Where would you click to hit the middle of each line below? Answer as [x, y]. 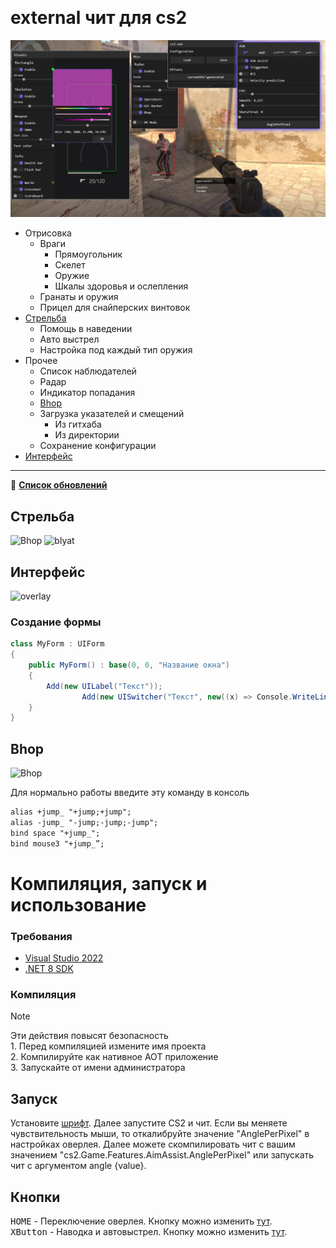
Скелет [70, 265]
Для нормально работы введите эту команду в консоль [130, 793]
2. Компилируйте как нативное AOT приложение [114, 1057]
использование [78, 904]
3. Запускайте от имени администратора [98, 1068]
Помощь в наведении [86, 329]
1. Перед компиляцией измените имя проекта [108, 1046]
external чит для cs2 [99, 18]
